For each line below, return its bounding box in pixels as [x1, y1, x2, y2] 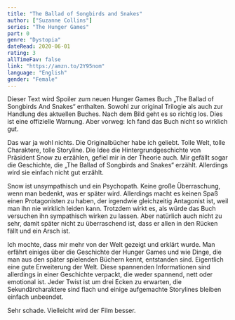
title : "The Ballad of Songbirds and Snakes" [7, 10, 142, 18]
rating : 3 [7, 50, 36, 57]
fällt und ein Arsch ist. [7, 226, 71, 236]
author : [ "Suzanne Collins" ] [7, 17, 93, 24]
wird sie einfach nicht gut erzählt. [7, 168, 104, 177]
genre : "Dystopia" [7, 37, 61, 44]
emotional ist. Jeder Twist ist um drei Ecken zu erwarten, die [7, 278, 182, 286]
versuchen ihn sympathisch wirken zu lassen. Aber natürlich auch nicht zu [7, 212, 222, 220]
